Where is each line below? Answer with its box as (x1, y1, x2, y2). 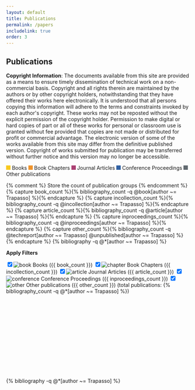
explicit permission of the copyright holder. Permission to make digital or (6, 115, 180, 122)
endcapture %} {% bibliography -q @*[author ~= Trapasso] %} (14, 238, 167, 245)
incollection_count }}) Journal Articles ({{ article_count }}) (6, 268, 174, 275)
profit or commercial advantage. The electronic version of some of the (6, 134, 175, 141)
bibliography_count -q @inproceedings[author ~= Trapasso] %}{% (6, 219, 166, 226)
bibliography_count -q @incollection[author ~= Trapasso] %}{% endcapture (6, 200, 189, 207)
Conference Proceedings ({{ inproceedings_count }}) (40, 275, 168, 282)
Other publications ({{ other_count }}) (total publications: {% (26, 281, 170, 288)
